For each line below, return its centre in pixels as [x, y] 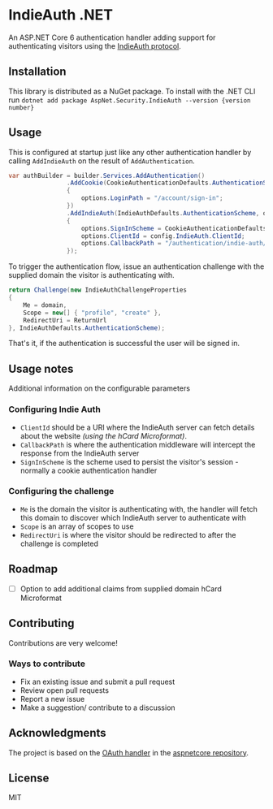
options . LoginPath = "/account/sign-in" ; [152, 198]
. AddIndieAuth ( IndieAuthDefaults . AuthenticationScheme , [163, 213]
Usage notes [41, 368]
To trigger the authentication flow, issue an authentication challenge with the [136, 266]
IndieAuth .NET [61, 15]
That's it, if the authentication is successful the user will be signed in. [124, 344]
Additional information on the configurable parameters [100, 388]
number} [22, 107]
